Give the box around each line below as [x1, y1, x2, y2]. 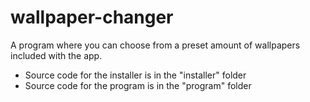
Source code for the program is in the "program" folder [24, 79, 252, 91]
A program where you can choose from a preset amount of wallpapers [10, 39, 301, 51]
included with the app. [10, 49, 103, 61]
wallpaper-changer [10, 6, 174, 29]
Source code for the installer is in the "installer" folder [24, 69, 247, 81]
